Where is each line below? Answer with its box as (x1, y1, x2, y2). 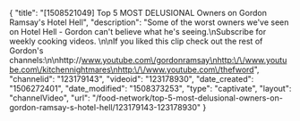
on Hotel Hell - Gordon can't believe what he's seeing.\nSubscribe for (9, 27, 267, 36)
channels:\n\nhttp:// (9, 55, 82, 65)
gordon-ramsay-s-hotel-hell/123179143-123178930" (9, 102, 201, 112)
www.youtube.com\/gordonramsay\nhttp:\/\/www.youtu (81, 55, 287, 65)
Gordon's (9, 45, 44, 56)
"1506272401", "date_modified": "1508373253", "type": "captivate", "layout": (9, 84, 292, 93)
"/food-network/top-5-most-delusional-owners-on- (92, 93, 284, 103)
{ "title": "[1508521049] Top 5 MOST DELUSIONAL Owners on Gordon (9, 8, 267, 18)
